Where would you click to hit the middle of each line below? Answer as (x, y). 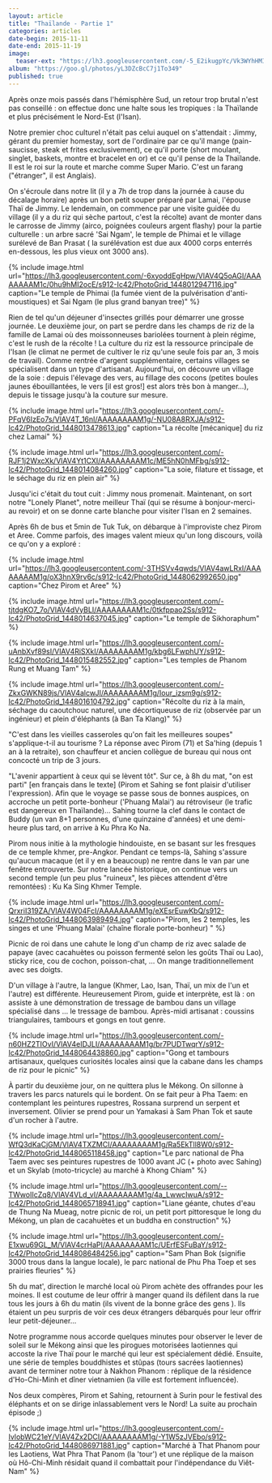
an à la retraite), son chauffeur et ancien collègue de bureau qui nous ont (130, 752)
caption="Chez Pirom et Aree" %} (65, 585)
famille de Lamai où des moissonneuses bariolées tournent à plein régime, (132, 334)
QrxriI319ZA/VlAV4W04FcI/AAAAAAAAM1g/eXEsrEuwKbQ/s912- (117, 911)
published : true (36, 76)
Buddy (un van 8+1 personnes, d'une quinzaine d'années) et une (116, 819)
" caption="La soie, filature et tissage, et (196, 469)
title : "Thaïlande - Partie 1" (61, 24)
